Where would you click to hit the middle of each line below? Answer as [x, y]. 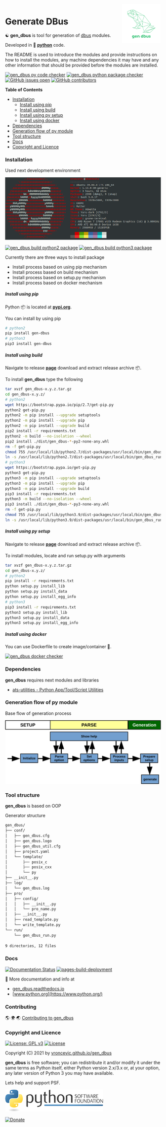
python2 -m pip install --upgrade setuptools [53, 415]
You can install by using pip [33, 318]
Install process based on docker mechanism [57, 283]
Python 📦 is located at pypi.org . [38, 307]
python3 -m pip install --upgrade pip [45, 483]
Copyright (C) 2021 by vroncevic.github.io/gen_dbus [59, 1053]
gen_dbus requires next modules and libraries [52, 680]
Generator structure [25, 816]
